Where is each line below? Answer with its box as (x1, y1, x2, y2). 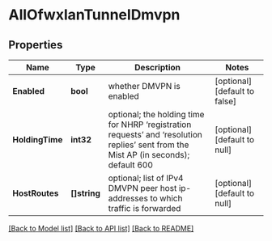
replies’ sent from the (108, 139, 189, 150)
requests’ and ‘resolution (108, 129, 202, 140)
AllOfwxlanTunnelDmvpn (8, 6, 181, 24)
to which (149, 192, 183, 204)
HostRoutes (12, 188, 59, 199)
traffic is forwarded (108, 203, 181, 214)
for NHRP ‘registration (108, 119, 192, 130)
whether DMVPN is (108, 81, 181, 91)
